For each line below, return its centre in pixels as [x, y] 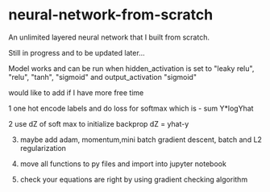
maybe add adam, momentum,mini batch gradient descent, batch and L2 [141, 140]
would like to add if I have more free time [76, 92]
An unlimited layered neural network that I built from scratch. [109, 37]
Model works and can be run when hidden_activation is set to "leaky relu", [131, 68]
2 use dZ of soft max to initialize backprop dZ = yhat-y [99, 123]
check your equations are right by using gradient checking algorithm [134, 179]
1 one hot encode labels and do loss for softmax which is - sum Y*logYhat [131, 108]
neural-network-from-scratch [111, 15]
